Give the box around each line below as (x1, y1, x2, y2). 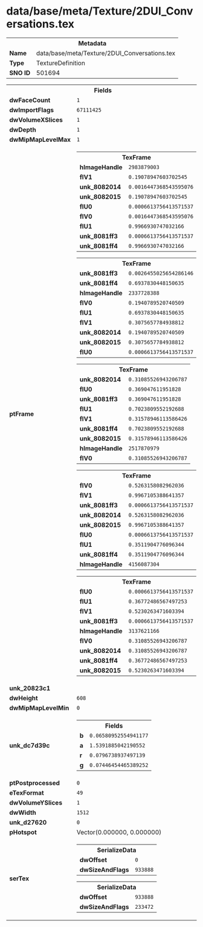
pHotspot (9, 828, 37, 836)
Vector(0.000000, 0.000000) (76, 828, 162, 836)
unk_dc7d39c (9, 741, 50, 749)
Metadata (78, 39, 107, 47)
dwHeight (9, 694, 38, 702)
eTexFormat (9, 788, 44, 797)
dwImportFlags (9, 105, 54, 114)
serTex (9, 874, 30, 883)
